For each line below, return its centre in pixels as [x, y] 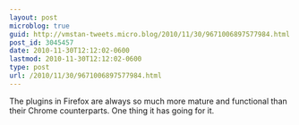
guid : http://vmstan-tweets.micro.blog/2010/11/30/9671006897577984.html [150, 34]
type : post [30, 68]
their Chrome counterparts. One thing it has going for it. [112, 110]
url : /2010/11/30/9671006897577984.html [86, 76]
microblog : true [39, 26]
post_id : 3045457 [42, 42]
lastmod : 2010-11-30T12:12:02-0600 [76, 59]
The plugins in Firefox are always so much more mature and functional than [149, 101]
